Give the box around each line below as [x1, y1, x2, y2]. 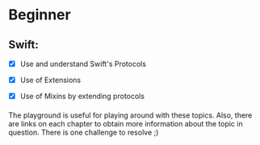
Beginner [8, 6, 71, 24]
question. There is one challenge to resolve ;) [8, 127, 159, 137]
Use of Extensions [19, 75, 82, 85]
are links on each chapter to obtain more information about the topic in [8, 118, 244, 128]
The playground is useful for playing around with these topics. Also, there [8, 110, 253, 120]
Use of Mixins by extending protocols [19, 91, 145, 101]
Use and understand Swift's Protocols [19, 59, 147, 68]
